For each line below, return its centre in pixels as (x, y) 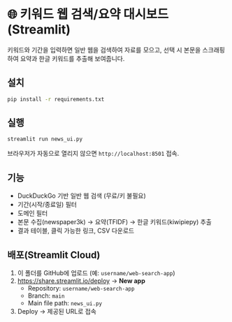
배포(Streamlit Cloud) (54, 255)
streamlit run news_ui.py (45, 139)
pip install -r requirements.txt (56, 99)
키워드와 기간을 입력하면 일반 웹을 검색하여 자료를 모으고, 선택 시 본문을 (104, 50)
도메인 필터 (32, 213)
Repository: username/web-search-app (81, 288)
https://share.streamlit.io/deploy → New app (81, 281)
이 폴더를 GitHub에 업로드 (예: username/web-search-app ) (96, 272)
